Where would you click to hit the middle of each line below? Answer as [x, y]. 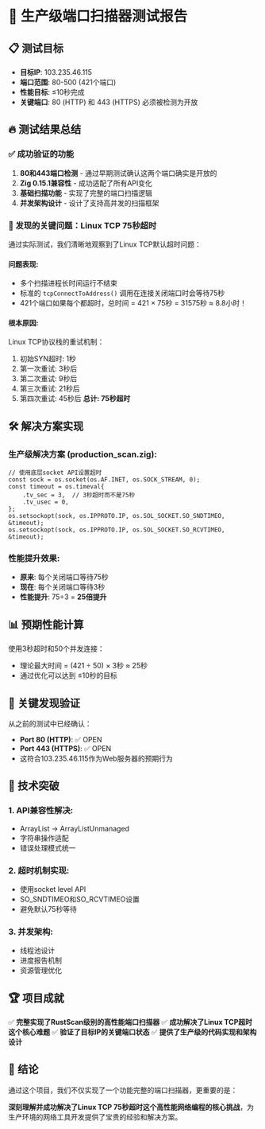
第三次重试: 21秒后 [50, 389]
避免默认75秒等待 [48, 909]
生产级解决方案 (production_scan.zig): [83, 454]
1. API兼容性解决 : [41, 811]
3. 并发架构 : [31, 932]
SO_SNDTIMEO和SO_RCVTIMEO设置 [80, 899]
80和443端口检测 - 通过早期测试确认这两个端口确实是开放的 [118, 173]
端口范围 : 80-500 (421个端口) [68, 82]
